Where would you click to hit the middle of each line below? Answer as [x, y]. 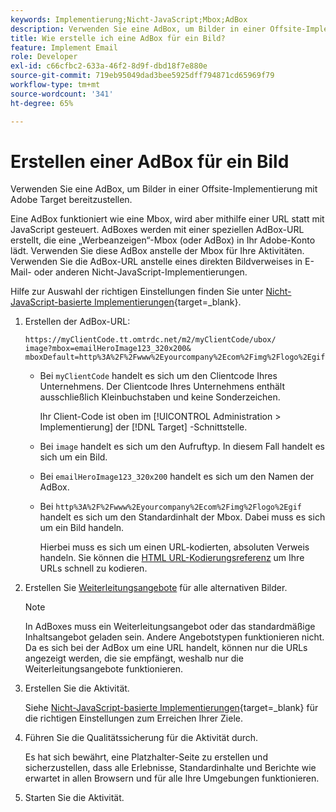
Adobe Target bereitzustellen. [71, 200]
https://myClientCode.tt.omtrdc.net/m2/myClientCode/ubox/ [150, 340]
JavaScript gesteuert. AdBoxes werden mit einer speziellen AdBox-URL [157, 230]
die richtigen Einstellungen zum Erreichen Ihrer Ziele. [133, 718]
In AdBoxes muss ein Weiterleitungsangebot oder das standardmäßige [170, 627]
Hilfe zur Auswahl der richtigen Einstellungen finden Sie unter [137, 292]
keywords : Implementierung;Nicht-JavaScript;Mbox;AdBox [129, 19]
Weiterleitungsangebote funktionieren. [104, 669]
